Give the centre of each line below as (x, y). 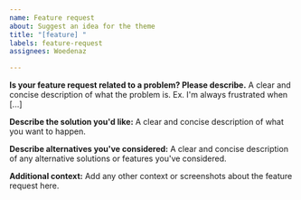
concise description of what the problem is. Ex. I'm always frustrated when (149, 95)
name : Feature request (52, 18)
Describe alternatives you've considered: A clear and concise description (149, 149)
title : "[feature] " (48, 34)
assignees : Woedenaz (48, 52)
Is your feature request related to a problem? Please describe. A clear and (150, 85)
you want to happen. (47, 131)
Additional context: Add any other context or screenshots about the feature (151, 176)
